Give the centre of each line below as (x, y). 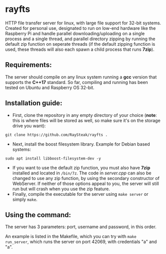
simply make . (25, 199)
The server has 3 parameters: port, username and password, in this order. (81, 227)
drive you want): (29, 126)
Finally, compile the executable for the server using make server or (80, 194)
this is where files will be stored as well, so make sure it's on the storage (86, 120)
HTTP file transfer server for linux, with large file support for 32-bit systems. (83, 23)
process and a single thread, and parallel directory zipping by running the (80, 39)
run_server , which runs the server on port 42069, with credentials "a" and (81, 242)
